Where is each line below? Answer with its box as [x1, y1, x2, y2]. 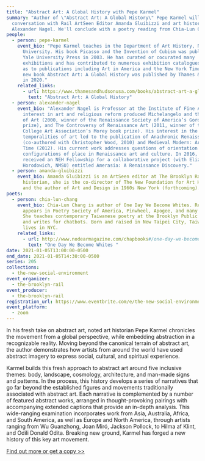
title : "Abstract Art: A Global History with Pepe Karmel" [6, 9, 160, 15]
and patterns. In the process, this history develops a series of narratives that [6, 377, 198, 385]
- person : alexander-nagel [12, 100, 81, 106]
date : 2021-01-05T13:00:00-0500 [6, 247, 88, 253]
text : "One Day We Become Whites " [28, 242, 119, 248]
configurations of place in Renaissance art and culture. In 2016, [22, 151, 198, 157]
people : [6, 32, 26, 38]
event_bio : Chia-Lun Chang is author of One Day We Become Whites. [17, 202, 192, 208]
